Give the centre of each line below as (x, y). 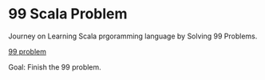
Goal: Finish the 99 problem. (55, 67)
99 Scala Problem (68, 14)
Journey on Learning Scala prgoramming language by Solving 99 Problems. (133, 36)
